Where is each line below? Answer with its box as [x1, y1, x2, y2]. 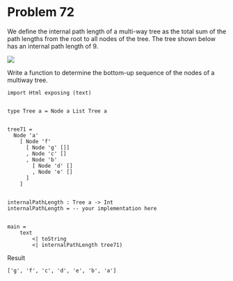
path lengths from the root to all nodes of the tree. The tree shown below [7, 34, 216, 42]
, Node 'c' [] [25, 150, 67, 157]
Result [7, 253, 26, 262]
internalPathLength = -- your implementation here [7, 204, 157, 212]
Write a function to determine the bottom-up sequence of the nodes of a [7, 68, 215, 77]
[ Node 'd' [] [32, 162, 73, 169]
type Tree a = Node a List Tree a [7, 107, 108, 115]
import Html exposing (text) [7, 89, 92, 96]
